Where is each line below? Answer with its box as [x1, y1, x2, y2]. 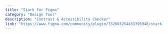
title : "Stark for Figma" [5, 7, 59, 12]
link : [5, 21, 16, 26]
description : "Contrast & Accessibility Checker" [5, 16, 111, 21]
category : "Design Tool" [5, 12, 57, 17]
